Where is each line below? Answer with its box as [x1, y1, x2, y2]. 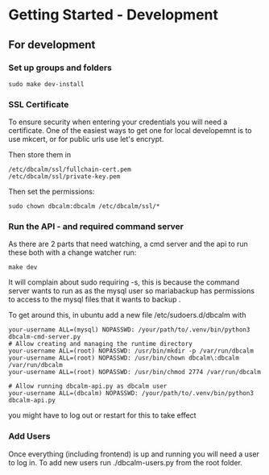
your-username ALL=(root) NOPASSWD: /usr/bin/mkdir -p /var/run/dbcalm [8, 347, 254, 356]
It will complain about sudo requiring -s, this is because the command [8, 277, 240, 287]
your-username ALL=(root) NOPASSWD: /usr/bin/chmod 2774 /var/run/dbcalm [8, 369, 262, 377]
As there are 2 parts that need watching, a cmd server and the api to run [8, 240, 248, 249]
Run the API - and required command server [8, 221, 184, 232]
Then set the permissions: [8, 187, 95, 197]
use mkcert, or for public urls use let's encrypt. [8, 135, 164, 144]
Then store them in [8, 150, 71, 160]
